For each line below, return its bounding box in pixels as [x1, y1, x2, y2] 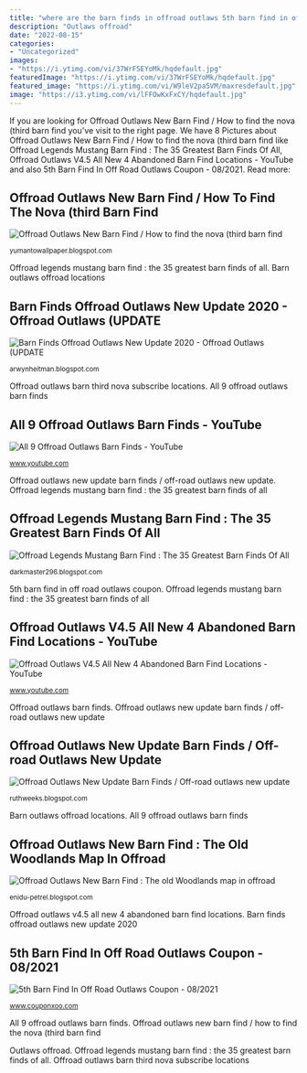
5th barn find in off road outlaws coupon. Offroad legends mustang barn [9, 583, 282, 595]
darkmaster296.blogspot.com [9, 567, 103, 576]
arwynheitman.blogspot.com [9, 365, 100, 374]
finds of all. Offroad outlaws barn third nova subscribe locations [9, 1055, 249, 1066]
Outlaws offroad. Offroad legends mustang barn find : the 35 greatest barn [9, 1045, 291, 1056]
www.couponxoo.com [9, 1002, 79, 1011]
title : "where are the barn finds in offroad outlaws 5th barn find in [9, 13, 288, 23]
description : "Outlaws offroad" [9, 22, 132, 31]
